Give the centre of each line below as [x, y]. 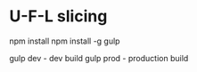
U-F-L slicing [58, 16]
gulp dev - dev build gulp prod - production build [99, 58]
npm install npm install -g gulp [65, 41]
